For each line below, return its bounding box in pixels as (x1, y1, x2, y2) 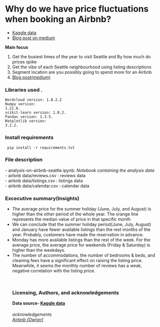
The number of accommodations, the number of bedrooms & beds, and (12, 252, 156, 258)
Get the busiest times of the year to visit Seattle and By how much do (12, 53, 151, 59)
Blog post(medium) (12, 74, 51, 80)
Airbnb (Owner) (12, 317, 44, 323)
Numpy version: (5, 102, 36, 107)
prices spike (12, 59, 37, 65)
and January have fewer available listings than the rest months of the (12, 227, 151, 232)
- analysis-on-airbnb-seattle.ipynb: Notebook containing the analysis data (5, 167, 155, 173)
